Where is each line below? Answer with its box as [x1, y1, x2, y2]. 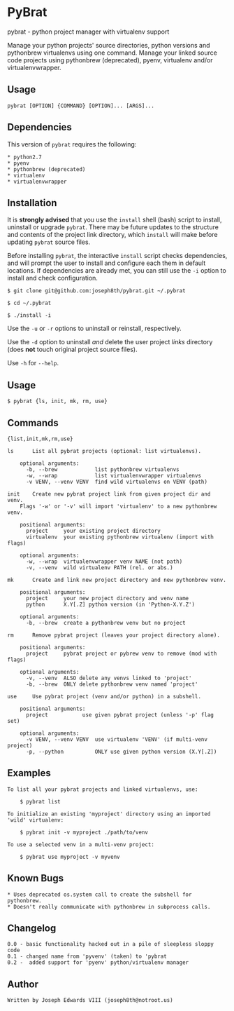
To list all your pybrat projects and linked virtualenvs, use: [7, 786, 198, 793]
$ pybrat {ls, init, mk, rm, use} [7, 398, 108, 405]
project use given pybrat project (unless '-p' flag [25, 712, 214, 719]
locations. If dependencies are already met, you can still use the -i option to [7, 266, 227, 275]
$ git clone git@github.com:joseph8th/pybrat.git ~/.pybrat [7, 287, 187, 294]
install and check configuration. [7, 274, 98, 283]
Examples [7, 767, 51, 779]
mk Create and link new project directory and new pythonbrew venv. [7, 576, 227, 583]
